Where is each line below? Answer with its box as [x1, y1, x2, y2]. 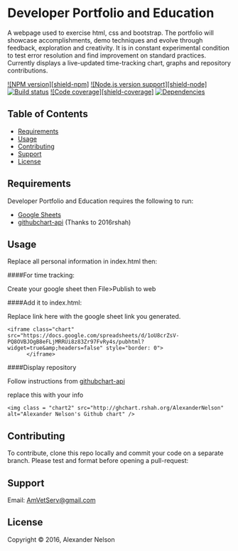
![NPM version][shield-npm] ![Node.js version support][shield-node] [7, 80, 207, 88]
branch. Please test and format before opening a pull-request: [7, 457, 189, 465]
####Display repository [7, 364, 77, 372]
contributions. [7, 66, 48, 75]
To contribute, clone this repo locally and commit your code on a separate [7, 449, 224, 457]
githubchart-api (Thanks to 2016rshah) [17, 218, 131, 227]
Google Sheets [17, 210, 62, 219]
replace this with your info [7, 391, 84, 399]
